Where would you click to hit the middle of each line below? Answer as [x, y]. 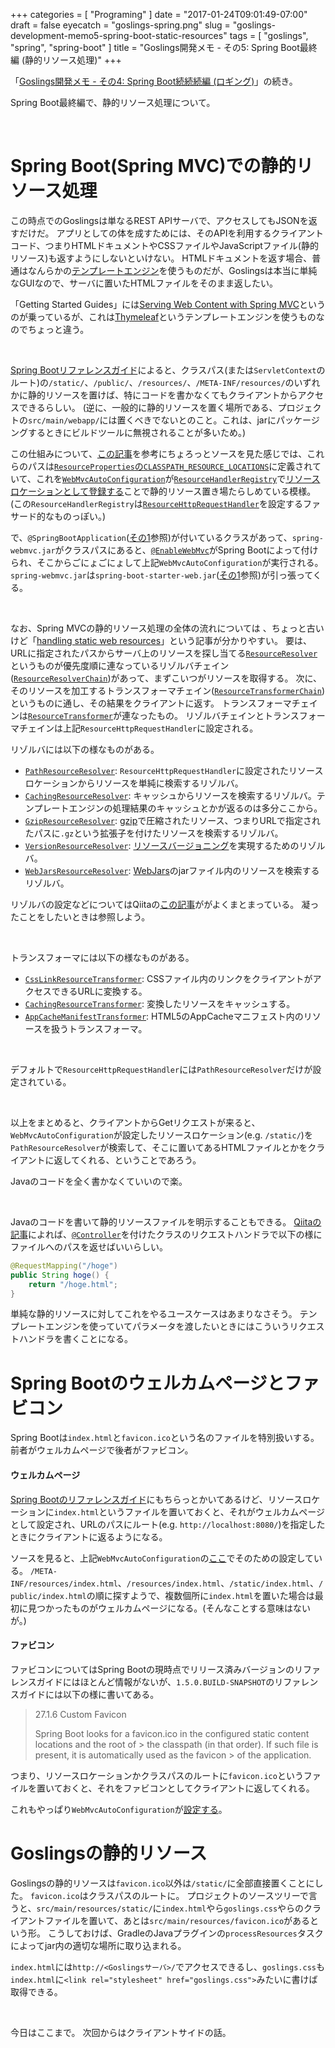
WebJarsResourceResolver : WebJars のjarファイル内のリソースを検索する [172, 870]
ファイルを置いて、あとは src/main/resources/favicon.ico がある [177, 1920]
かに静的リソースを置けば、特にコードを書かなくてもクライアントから [154, 395]
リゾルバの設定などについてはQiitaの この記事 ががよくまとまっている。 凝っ [165, 904]
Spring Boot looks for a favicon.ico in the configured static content [172, 1733]
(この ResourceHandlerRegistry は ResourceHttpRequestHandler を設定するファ [165, 503]
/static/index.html [270, 1584]
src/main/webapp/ [64, 420]
